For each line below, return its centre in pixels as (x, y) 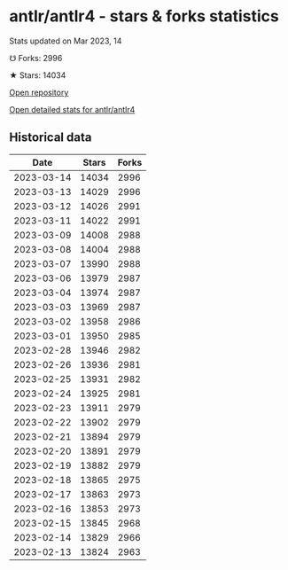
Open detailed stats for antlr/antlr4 (72, 109)
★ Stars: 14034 (38, 75)
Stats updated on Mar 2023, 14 (66, 41)
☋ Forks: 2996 (36, 58)
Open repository (39, 92)
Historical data (51, 138)
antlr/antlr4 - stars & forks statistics (144, 16)
